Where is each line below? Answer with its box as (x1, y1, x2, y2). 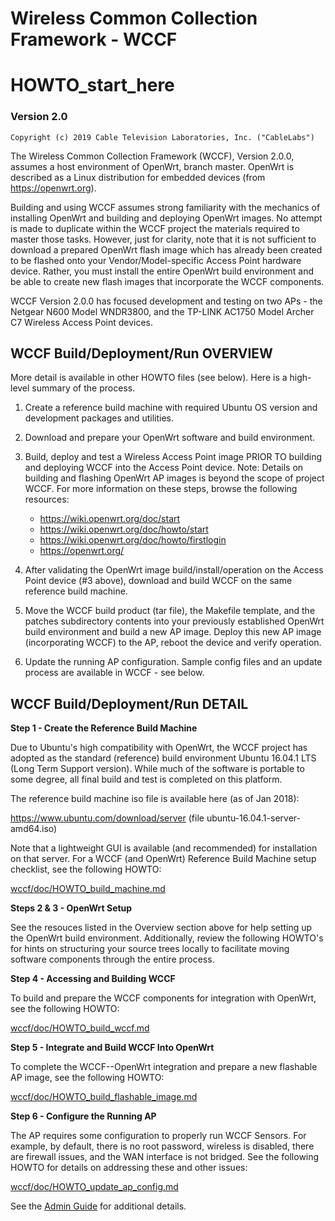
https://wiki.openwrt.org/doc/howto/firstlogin (39, 534, 227, 546)
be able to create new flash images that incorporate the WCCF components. (10, 275, 325, 287)
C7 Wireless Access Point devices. (10, 316, 154, 328)
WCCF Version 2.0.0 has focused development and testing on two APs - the (10, 295, 323, 307)
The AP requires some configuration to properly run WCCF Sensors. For (10, 1130, 307, 1142)
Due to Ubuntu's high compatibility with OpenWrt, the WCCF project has (10, 742, 308, 754)
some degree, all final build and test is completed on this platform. (10, 773, 283, 786)
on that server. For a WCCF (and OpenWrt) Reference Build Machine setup (10, 853, 317, 865)
